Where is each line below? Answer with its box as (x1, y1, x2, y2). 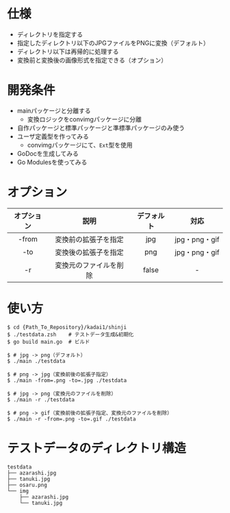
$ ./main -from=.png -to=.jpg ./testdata (7, 377, 127, 384)
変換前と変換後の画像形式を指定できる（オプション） (16, 56, 168, 64)
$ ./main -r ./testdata (7, 396, 75, 403)
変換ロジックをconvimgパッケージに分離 (27, 115, 142, 123)
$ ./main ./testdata (7, 357, 66, 364)
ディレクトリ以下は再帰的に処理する (16, 47, 119, 56)
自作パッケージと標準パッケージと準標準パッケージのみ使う (16, 123, 185, 132)
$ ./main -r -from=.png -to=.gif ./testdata (7, 416, 136, 422)
